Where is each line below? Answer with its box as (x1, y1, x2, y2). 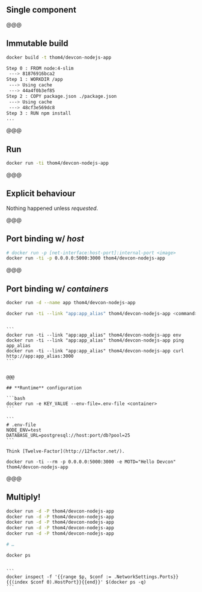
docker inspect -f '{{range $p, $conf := (6, 573, 112, 580)
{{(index (6, 579, 28, 585)
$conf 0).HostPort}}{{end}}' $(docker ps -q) (30, 579, 147, 585)
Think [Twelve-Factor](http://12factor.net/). (6, 448, 125, 454)
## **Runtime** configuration (6, 384, 82, 391)
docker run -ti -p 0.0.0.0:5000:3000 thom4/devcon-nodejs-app (6, 255, 165, 261)
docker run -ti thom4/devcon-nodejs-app (6, 160, 109, 167)
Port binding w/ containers (6, 284, 109, 294)
